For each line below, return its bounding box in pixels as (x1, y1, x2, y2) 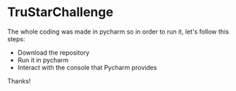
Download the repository (17, 48, 90, 57)
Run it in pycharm (17, 55, 69, 64)
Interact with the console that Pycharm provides (17, 63, 157, 71)
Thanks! (7, 76, 31, 85)
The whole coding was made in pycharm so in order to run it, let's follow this (7, 27, 229, 36)
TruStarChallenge (7, 4, 114, 20)
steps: (7, 34, 25, 43)
